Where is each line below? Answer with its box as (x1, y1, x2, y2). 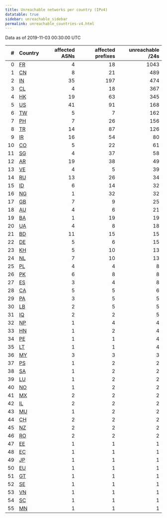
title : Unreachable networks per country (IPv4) (5, 7, 108, 12)
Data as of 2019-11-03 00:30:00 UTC (5, 35, 81, 41)
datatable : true (5, 12, 39, 17)
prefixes (95, 53, 115, 60)
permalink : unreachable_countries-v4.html (5, 21, 94, 26)
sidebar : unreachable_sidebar (5, 16, 68, 21)
